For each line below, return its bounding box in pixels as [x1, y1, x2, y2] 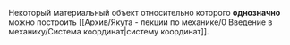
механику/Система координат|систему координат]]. [8, 26, 209, 36]
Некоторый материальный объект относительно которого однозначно [8, 8, 281, 18]
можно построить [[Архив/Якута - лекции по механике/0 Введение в [8, 17, 273, 27]
